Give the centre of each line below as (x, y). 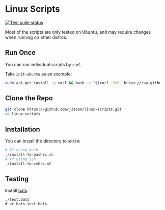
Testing (17, 179)
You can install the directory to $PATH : (43, 141)
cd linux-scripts (23, 114)
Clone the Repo (29, 98)
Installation (23, 129)
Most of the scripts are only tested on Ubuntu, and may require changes (78, 32)
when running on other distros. (36, 37)
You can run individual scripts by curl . (44, 64)
